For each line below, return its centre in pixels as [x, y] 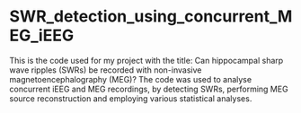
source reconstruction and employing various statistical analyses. [131, 98]
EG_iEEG [42, 35]
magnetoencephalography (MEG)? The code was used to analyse [131, 79]
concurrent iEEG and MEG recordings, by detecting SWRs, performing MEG [149, 89]
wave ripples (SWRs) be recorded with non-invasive [106, 70]
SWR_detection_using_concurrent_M [151, 17]
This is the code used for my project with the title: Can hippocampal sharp [146, 60]
